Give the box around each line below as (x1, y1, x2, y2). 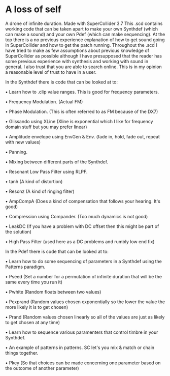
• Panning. (5, 149, 28, 155)
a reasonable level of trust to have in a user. (5, 69, 96, 75)
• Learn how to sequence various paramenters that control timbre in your (5, 329, 158, 335)
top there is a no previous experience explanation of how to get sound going (5, 37, 165, 43)
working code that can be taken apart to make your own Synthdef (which (5, 25, 158, 32)
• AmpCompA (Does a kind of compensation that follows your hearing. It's (5, 198, 161, 204)
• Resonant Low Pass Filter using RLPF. (5, 168, 88, 175)
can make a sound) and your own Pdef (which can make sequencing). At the (5, 31, 165, 37)
